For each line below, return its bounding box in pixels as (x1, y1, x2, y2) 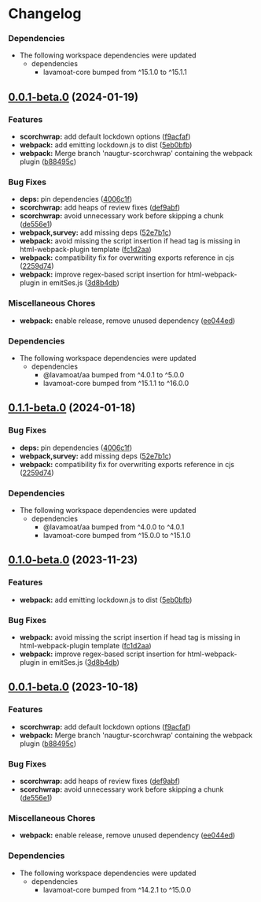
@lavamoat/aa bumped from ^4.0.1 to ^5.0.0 (42, 370, 185, 380)
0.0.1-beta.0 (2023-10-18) (8, 681, 139, 694)
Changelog (8, 5, 82, 23)
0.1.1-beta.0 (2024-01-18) (8, 401, 136, 414)
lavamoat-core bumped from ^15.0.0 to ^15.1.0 (42, 531, 191, 540)
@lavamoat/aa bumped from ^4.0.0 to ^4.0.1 (42, 522, 185, 532)
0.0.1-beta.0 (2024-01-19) (8, 90, 139, 103)
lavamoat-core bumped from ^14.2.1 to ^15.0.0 (42, 885, 191, 894)
